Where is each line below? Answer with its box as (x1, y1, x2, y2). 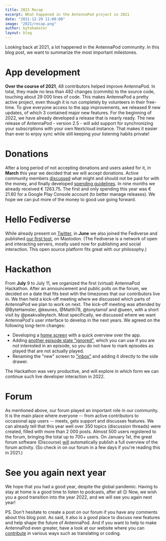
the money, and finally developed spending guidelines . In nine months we (5, 180, 155, 187)
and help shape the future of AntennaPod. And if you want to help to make (5, 520, 157, 526)
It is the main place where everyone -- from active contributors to (5, 413, 139, 419)
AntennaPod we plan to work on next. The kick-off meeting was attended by (5, 301, 161, 307)
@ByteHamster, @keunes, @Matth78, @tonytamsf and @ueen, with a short (5, 307, 159, 313)
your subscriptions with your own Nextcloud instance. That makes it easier (5, 125, 158, 131)
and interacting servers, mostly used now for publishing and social (5, 241, 141, 247)
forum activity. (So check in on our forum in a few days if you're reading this (5, 444, 161, 450)
